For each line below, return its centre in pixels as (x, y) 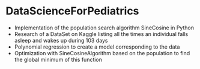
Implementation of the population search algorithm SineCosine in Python (104, 28)
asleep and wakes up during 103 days (61, 40)
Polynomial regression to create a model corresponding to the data (97, 47)
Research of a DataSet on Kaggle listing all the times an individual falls (101, 34)
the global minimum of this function (58, 59)
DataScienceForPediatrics (72, 11)
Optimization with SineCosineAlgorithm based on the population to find (102, 53)
